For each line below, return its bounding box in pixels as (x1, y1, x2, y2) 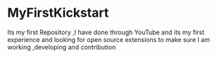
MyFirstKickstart (7, 5, 109, 21)
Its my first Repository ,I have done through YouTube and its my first (7, 28, 205, 36)
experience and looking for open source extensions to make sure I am (7, 35, 210, 43)
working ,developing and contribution (7, 43, 116, 51)
